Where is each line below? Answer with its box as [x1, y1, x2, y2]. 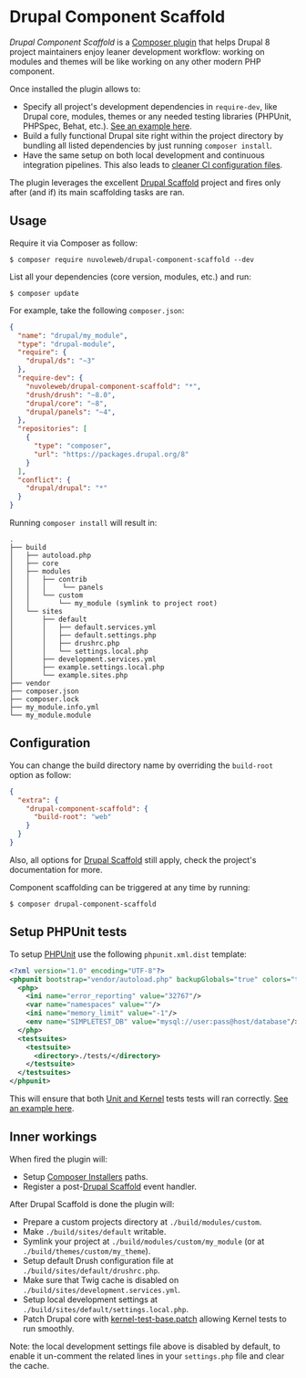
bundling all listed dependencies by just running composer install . [22, 140, 273, 151]
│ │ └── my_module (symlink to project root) [9, 599, 219, 608]
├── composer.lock [9, 695, 79, 704]
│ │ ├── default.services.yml [9, 623, 157, 632]
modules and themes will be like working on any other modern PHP [9, 56, 261, 67]
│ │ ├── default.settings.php [9, 631, 157, 640]
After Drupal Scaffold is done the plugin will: [9, 1198, 175, 1209]
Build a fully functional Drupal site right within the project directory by [22, 130, 284, 141]
